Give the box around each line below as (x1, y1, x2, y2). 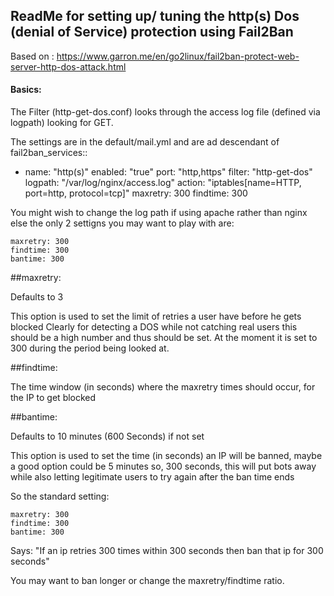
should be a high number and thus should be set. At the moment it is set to (10, 332, 318, 344)
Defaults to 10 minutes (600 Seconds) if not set (10, 430, 205, 443)
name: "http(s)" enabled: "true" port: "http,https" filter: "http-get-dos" (24, 166, 313, 178)
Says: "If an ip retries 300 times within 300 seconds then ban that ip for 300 (10, 545, 324, 557)
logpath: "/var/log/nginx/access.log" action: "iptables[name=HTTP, (24, 177, 302, 189)
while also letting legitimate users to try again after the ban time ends (10, 471, 295, 483)
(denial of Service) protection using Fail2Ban (10, 24, 294, 41)
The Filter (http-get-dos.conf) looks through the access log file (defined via (10, 106, 321, 118)
